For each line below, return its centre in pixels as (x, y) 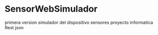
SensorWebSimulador (51, 9)
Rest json (14, 27)
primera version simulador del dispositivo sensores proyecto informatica (79, 22)
